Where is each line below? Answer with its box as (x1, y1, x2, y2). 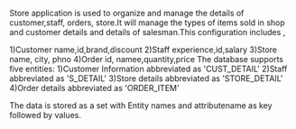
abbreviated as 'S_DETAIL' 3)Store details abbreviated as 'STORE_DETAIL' (9, 73, 283, 84)
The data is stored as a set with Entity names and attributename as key (9, 100, 273, 111)
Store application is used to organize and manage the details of (9, 8, 245, 18)
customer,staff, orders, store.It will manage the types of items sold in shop (9, 17, 286, 28)
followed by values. (9, 110, 81, 120)
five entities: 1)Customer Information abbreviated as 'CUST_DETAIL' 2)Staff (9, 63, 288, 74)
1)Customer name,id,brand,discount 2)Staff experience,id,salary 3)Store (9, 44, 278, 55)
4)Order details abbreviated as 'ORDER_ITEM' (9, 83, 180, 93)
